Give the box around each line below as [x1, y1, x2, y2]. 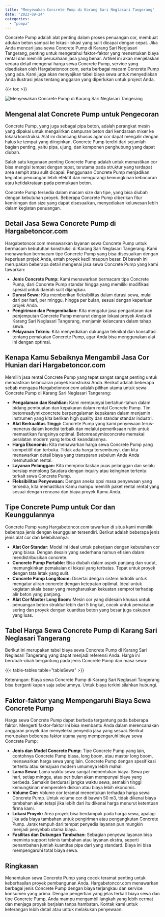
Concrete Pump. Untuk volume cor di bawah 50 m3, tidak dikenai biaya [12, 795, 156, 801]
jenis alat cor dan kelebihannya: [5, 534, 69, 540]
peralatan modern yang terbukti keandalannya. [12, 436, 107, 442]
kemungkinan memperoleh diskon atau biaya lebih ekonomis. [12, 785, 136, 791]
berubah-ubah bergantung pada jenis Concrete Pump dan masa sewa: [5, 658, 148, 664]
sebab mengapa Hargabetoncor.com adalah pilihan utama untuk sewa [5, 385, 147, 391]
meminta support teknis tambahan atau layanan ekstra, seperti [12, 837, 139, 843]
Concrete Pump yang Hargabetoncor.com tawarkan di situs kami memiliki [5, 524, 154, 530]
